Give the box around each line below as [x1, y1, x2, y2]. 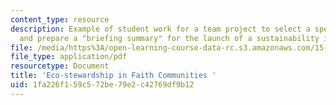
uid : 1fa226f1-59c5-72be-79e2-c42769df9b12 [10, 80, 195, 90]
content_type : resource [10, 14, 110, 25]
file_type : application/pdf [10, 52, 128, 62]
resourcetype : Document [10, 61, 110, 71]
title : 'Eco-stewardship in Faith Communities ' [10, 71, 217, 81]
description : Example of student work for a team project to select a [10, 24, 311, 34]
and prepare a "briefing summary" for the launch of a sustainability [19, 33, 320, 43]
